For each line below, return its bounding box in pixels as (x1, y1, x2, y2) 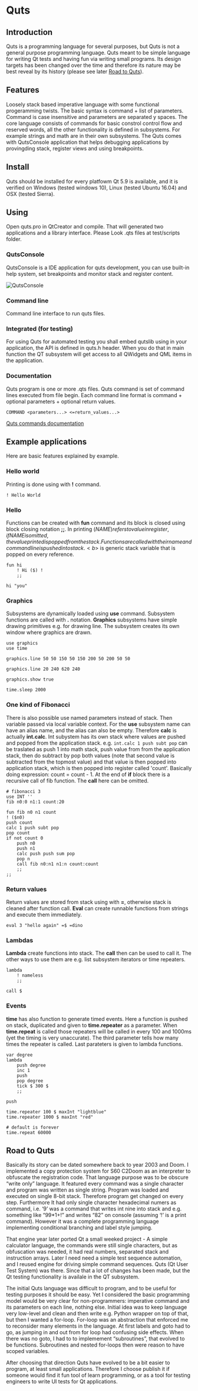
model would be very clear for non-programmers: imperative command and (6, 1297, 190, 1305)
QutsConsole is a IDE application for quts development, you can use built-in (6, 264, 190, 271)
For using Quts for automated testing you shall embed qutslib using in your (6, 338, 187, 345)
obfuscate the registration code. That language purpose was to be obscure (6, 1174, 189, 1181)
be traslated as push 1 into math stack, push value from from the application (6, 745, 190, 752)
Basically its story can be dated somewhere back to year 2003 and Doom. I (6, 1161, 189, 1168)
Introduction (6, 27, 53, 37)
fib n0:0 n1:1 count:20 (6, 798, 65, 805)
